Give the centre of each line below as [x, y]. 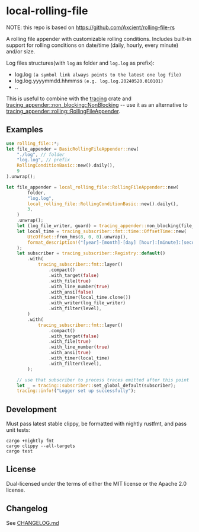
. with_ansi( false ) [71, 292]
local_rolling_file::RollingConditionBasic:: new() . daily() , [103, 204]
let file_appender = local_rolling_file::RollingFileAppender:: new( [92, 187]
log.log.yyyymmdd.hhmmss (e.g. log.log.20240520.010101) [89, 81]
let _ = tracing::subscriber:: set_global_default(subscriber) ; [97, 386]
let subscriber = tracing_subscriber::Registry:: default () [91, 253]
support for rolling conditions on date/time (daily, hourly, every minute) [92, 45]
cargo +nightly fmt [30, 441]
